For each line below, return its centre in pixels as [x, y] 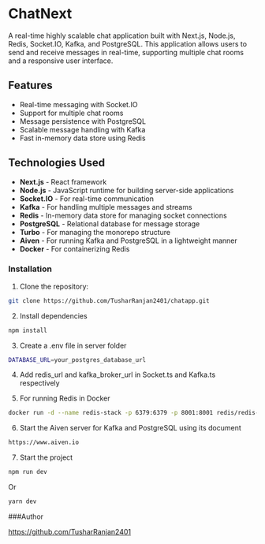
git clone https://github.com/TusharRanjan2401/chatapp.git [109, 300]
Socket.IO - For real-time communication [86, 199]
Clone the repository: [54, 286]
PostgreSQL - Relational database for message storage [110, 224]
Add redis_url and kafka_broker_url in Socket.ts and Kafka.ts [118, 374]
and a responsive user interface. [61, 61]
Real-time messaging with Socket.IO [78, 104]
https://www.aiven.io [44, 442]
